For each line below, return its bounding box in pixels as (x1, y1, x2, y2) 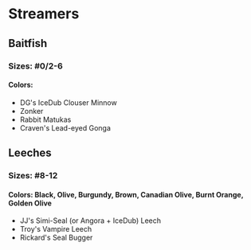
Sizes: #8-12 (8, 170, 58, 182)
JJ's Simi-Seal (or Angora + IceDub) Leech (19, 216, 162, 225)
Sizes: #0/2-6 (8, 61, 64, 72)
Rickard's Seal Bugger (19, 232, 93, 243)
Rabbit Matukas (19, 115, 72, 124)
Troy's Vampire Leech (19, 225, 92, 234)
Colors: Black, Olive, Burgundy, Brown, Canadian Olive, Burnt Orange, (8, 189, 244, 199)
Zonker (19, 106, 44, 115)
